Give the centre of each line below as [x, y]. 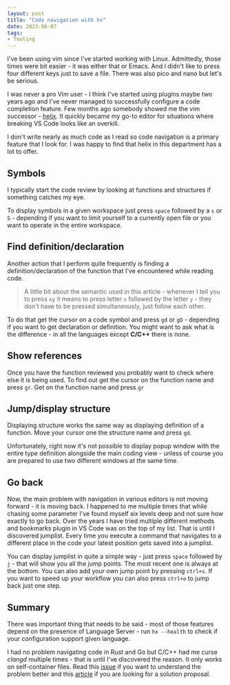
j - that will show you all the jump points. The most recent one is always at [113, 564]
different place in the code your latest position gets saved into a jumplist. [110, 543]
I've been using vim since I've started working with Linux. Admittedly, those [114, 59]
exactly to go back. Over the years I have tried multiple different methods [111, 521]
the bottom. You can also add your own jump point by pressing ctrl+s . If [110, 571]
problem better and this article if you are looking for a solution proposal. [109, 674]
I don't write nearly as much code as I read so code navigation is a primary [113, 137]
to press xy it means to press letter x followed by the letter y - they [118, 299]
